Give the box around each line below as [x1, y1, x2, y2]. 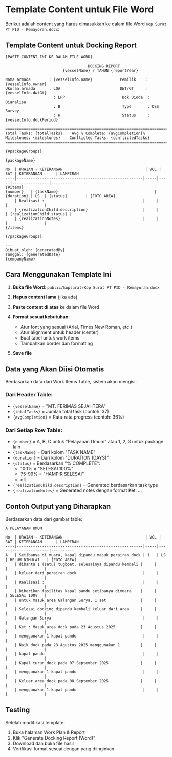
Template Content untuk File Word [5, 4, 154, 15]
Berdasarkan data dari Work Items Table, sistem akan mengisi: [5, 378, 137, 385]
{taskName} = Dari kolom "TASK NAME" [12, 449, 96, 455]
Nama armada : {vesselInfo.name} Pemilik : [5, 77, 147, 82]
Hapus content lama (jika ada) [12, 294, 78, 300]
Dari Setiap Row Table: [5, 427, 63, 434]
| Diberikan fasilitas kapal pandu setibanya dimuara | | [14, 588, 157, 593]
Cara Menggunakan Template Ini [5, 270, 112, 279]
